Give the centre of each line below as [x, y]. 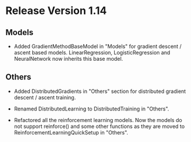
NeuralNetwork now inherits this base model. [69, 59]
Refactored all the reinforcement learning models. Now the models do [98, 120]
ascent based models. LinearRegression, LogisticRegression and [92, 53]
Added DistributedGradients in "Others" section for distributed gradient [100, 91]
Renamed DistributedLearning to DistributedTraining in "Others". [91, 109]
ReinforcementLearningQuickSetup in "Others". [71, 132]
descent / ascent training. [45, 97]
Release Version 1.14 [56, 11]
